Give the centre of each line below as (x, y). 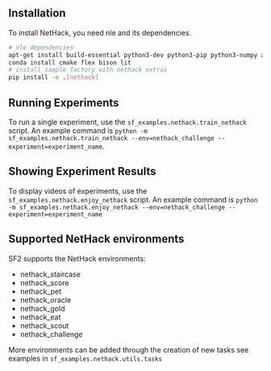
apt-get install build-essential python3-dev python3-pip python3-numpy (133, 55)
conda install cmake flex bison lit (70, 63)
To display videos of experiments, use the (78, 191)
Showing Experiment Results (82, 171)
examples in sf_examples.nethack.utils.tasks (85, 358)
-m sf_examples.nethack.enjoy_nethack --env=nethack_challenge (117, 207)
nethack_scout (44, 325)
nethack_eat (40, 317)
